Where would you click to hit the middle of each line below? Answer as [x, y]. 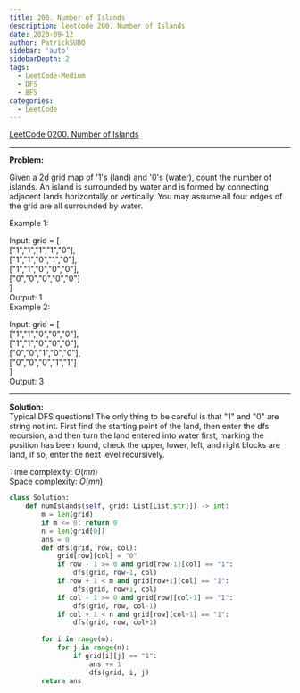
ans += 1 [105, 664]
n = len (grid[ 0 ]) [73, 531]
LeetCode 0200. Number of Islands [74, 134]
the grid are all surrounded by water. [76, 206]
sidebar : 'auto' [39, 51]
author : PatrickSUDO [48, 42]
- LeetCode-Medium [52, 76]
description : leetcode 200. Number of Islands [97, 26]
